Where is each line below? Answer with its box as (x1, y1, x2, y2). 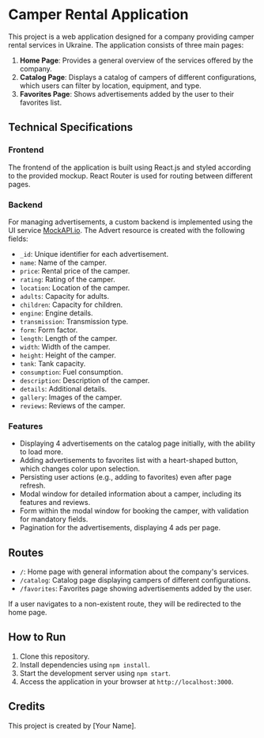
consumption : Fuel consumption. (19, 367, 123, 377)
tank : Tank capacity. (19, 358, 86, 368)
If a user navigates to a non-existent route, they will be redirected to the (8, 599, 242, 609)
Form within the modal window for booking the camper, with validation (19, 506, 249, 516)
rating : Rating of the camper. (19, 274, 116, 284)
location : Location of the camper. (19, 283, 130, 293)
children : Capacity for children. (19, 300, 123, 309)
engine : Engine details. (19, 308, 93, 318)
